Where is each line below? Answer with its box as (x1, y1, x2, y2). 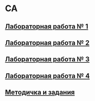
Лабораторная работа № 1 (5, 22, 88, 31)
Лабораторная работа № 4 (5, 71, 90, 80)
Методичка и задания (5, 88, 75, 97)
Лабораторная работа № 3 (5, 55, 90, 64)
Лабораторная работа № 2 (5, 38, 90, 47)
